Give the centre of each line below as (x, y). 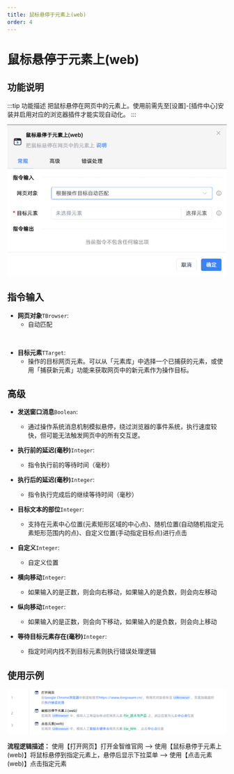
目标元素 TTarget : (41, 353)
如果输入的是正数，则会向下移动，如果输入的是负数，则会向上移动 (122, 622)
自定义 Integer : (38, 548)
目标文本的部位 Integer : (50, 509)
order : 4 (20, 22)
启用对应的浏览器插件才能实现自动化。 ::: (78, 114)
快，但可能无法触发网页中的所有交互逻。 (86, 435)
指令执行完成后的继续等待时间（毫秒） (83, 495)
